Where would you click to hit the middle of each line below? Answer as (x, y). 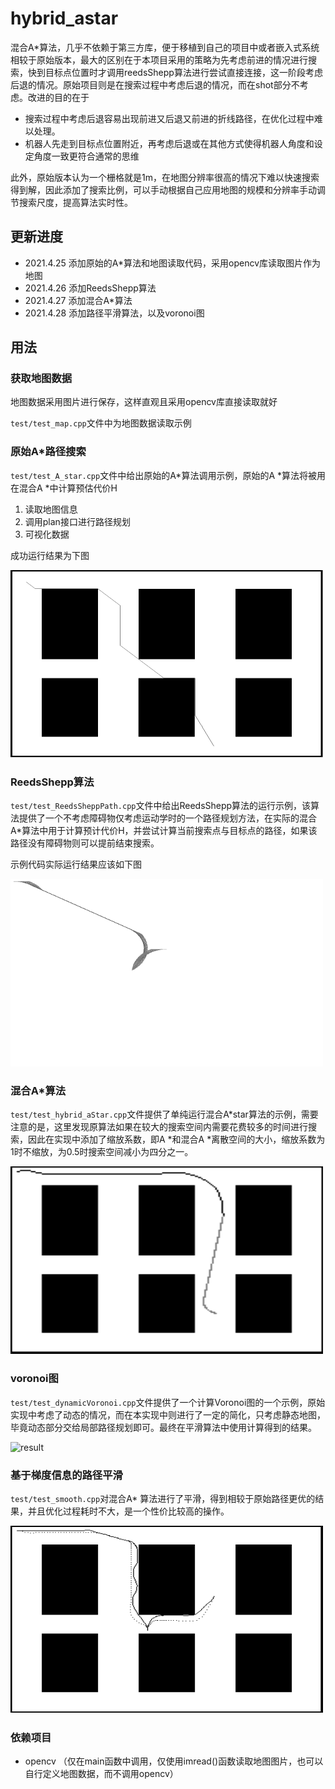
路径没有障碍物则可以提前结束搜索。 (85, 843)
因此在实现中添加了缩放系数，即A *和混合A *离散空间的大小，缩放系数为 (176, 1139)
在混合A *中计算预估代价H (64, 488)
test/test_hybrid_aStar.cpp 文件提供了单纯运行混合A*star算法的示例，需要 (164, 1114)
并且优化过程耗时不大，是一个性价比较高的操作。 (128, 1511)
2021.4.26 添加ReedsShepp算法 (90, 288)
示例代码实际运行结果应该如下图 (76, 864)
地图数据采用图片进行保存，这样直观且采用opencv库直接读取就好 (144, 402)
